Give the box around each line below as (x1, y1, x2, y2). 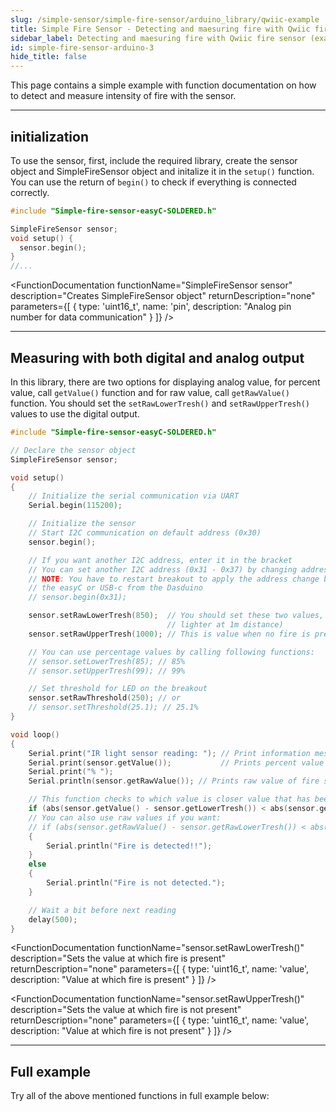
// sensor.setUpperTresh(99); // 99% (28, 666, 186, 676)
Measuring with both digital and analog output (10, 349, 305, 366)
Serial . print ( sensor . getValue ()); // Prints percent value (28, 757, 325, 768)
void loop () (10, 729, 60, 740)
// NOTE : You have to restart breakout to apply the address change (28, 574, 320, 584)
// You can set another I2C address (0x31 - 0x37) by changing (28, 564, 298, 575)
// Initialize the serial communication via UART (28, 491, 240, 501)
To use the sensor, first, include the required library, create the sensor (10, 154, 298, 166)
